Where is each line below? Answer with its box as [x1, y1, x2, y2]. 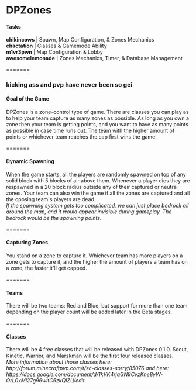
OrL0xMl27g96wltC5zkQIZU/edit [6, 377, 85, 384]
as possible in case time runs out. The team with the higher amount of [6, 127, 175, 134]
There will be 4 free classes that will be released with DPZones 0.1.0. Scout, [6, 346, 188, 353]
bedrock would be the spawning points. [6, 214, 102, 221]
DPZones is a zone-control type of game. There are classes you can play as [6, 108, 189, 115]
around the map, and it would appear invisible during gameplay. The [6, 208, 172, 215]
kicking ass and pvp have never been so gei [6, 81, 133, 89]
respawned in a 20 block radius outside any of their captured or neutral [6, 183, 178, 190]
